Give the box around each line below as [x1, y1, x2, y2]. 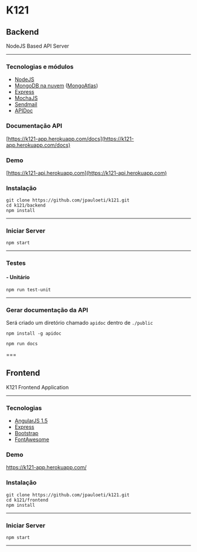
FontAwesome [14, 436, 50, 443]
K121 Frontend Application [6, 383, 69, 391]
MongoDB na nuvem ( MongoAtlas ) [14, 82, 98, 89]
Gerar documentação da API [6, 306, 89, 314]
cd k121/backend [6, 203, 46, 208]
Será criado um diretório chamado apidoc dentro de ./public [6, 319, 154, 326]
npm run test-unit [6, 287, 51, 292]
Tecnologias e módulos [6, 62, 74, 70]
